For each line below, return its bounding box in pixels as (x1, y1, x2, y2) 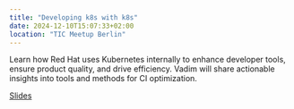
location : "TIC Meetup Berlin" (9, 29, 126, 38)
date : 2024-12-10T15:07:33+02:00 (9, 21, 134, 30)
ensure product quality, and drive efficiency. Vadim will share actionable (9, 63, 275, 74)
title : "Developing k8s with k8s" (9, 13, 139, 22)
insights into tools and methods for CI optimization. (9, 73, 197, 84)
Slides (9, 90, 32, 101)
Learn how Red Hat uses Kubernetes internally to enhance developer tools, (9, 54, 287, 65)
